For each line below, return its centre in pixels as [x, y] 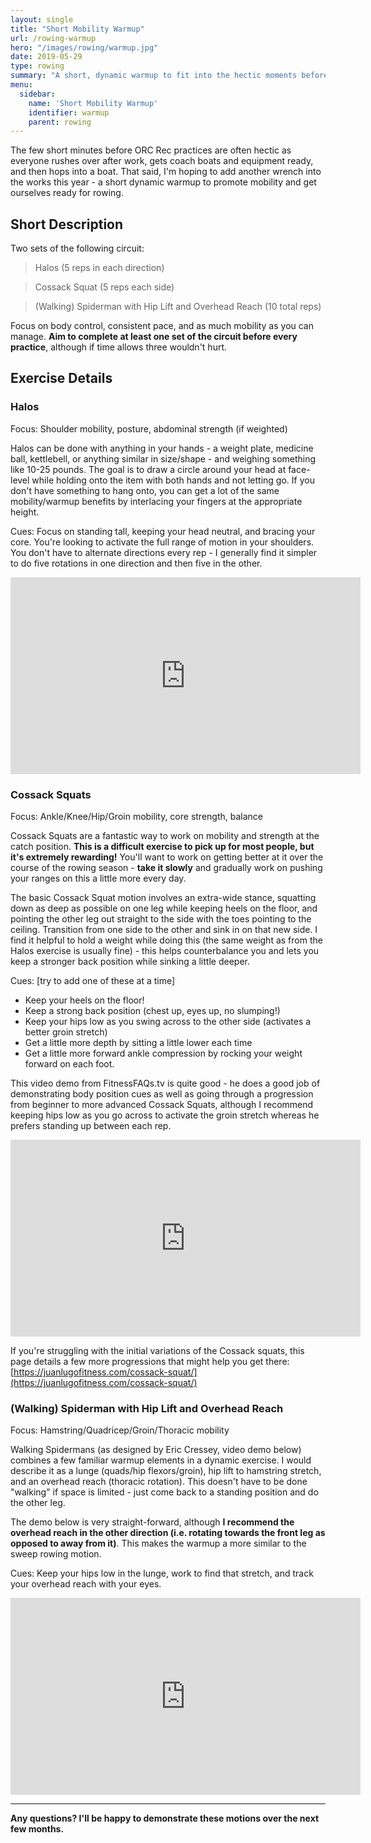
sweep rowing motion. [56, 1554]
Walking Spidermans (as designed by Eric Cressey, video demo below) [156, 1450]
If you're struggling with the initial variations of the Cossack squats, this [157, 1351]
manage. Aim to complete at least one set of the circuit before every [154, 337]
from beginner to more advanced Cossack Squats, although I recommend [162, 1105]
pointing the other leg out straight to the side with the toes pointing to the [161, 919]
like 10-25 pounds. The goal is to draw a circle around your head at [148, 469]
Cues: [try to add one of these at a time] [93, 981]
